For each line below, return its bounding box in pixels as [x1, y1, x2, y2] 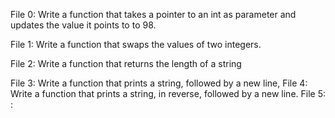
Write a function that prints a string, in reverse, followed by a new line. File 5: [10, 88, 326, 99]
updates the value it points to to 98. [10, 19, 157, 31]
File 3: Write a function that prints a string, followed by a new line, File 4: [10, 77, 308, 89]
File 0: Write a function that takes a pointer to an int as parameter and [10, 9, 297, 20]
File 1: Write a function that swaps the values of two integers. [10, 39, 262, 50]
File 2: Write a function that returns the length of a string [10, 58, 242, 69]
